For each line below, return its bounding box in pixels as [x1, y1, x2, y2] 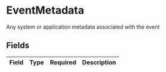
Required [50, 58, 77, 66]
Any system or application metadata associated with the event [6, 23, 160, 30]
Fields [6, 40, 30, 51]
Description [82, 58, 117, 66]
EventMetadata [6, 4, 84, 17]
